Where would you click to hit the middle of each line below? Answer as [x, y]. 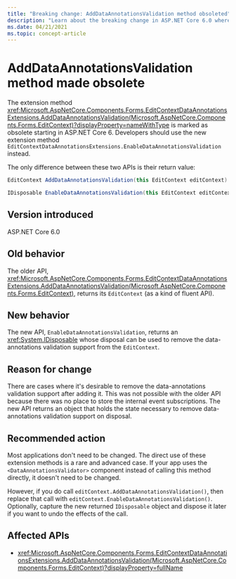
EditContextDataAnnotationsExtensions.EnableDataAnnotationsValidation [114, 147]
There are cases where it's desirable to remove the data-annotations [106, 386]
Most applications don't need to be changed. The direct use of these [106, 455]
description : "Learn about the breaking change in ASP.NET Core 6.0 [110, 20]
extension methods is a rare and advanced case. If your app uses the [107, 463]
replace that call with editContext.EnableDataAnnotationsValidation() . [110, 499]
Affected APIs [38, 536]
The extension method [40, 103]
